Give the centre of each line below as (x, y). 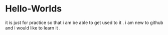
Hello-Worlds (33, 9)
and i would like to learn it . (33, 27)
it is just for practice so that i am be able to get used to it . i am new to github (84, 22)
